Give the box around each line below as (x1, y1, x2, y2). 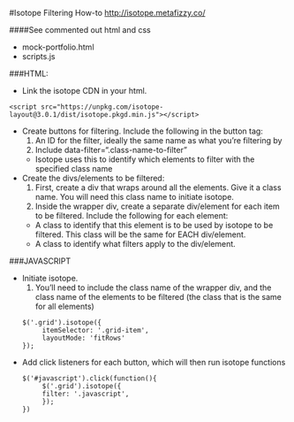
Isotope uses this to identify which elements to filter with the (34, 154, 255, 165)
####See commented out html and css (9, 25, 152, 35)
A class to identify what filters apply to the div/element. (34, 239, 236, 249)
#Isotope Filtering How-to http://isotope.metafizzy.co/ (9, 8, 206, 18)
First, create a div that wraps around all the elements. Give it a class (34, 182, 282, 193)
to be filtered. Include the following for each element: (34, 211, 229, 220)
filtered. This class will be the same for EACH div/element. (34, 229, 246, 240)
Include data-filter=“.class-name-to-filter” (34, 145, 188, 155)
